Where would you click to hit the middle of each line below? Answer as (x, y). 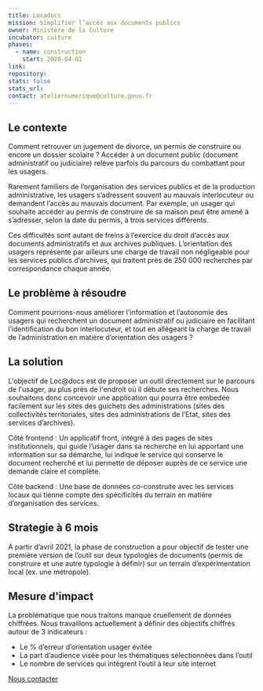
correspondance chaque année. (60, 269)
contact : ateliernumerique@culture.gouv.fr (80, 96)
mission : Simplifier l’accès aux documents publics (94, 23)
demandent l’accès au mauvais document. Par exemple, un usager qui (122, 203)
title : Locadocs (35, 15)
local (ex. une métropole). (50, 572)
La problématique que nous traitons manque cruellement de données (120, 615)
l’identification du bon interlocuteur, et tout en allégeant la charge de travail (130, 329)
